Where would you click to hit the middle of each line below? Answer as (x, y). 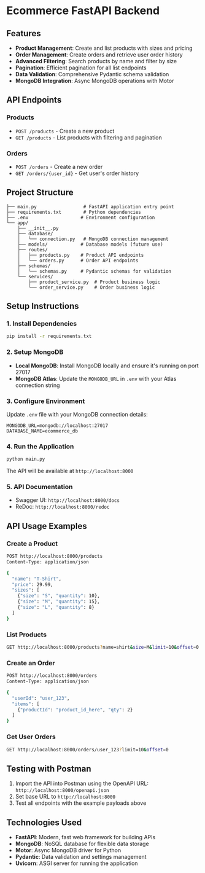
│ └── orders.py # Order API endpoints (78, 260)
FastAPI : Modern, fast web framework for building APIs (85, 837)
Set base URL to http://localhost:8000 (65, 797)
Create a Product (32, 543)
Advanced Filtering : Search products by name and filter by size (96, 61)
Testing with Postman (49, 769)
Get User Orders (31, 737)
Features (24, 33)
